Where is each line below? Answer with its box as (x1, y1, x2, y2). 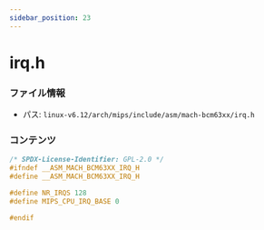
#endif (9, 213, 34, 223)
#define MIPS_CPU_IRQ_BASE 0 (9, 196, 120, 205)
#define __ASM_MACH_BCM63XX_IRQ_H (9, 172, 141, 182)
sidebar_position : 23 (9, 13, 92, 23)
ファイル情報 (9, 86, 66, 99)
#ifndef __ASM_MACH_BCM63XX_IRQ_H (9, 164, 141, 173)
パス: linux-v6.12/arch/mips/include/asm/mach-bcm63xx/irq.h (22, 109, 256, 120)
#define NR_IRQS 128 (9, 188, 88, 198)
